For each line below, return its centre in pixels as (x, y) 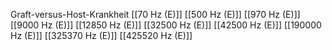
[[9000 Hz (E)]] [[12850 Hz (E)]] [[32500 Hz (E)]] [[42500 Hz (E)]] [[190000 (166, 25)
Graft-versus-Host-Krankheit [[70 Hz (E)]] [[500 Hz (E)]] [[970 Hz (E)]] (155, 14)
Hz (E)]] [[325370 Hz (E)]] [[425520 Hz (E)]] (101, 35)
